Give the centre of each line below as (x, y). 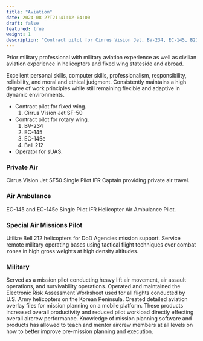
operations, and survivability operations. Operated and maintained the (93, 286)
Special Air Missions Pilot (44, 225)
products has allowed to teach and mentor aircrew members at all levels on (100, 325)
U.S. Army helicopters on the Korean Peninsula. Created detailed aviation (97, 299)
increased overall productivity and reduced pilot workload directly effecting (100, 312)
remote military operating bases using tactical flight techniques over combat (101, 244)
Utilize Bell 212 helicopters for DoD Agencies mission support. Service (94, 238)
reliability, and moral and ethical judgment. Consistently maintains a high (96, 82)
